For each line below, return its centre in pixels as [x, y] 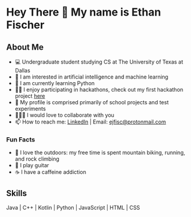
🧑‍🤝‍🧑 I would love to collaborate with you [65, 115]
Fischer [25, 25]
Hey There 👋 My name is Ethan [84, 12]
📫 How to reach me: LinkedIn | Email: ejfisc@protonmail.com [90, 122]
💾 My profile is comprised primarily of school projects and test [92, 102]
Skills [16, 193]
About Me [25, 47]
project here [30, 96]
